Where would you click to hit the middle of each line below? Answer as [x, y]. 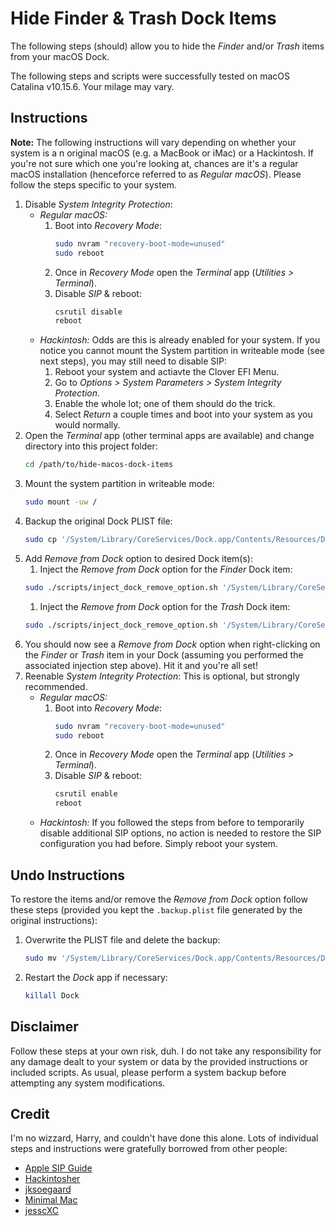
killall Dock [52, 995]
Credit [30, 1113]
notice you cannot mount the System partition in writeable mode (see [182, 351]
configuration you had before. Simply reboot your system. [158, 844]
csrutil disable [88, 312]
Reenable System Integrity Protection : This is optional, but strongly [162, 676]
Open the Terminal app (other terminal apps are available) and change [169, 436]
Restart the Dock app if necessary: [96, 977]
